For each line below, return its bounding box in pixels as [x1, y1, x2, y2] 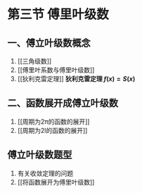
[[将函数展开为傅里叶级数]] [17, 177, 95, 186]
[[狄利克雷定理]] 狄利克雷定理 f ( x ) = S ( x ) [17, 75, 136, 83]
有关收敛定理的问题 [17, 169, 74, 177]
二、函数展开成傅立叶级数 [7, 97, 118, 110]
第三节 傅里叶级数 [7, 6, 109, 23]
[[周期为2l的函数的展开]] [17, 126, 88, 134]
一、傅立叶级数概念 [7, 37, 91, 49]
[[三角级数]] [17, 57, 52, 65]
